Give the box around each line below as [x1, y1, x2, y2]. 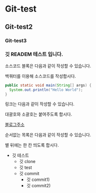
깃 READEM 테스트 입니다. [5, 51, 64, 58]
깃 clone [19, 159, 36, 164]
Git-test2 [5, 23, 33, 31]
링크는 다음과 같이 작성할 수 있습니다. [5, 101, 75, 107]
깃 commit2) [26, 183, 51, 189]
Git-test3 [5, 37, 27, 44]
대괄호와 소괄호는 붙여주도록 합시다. [5, 111, 72, 117]
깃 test [19, 164, 32, 170]
